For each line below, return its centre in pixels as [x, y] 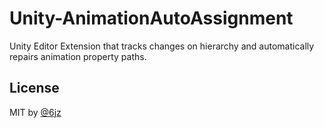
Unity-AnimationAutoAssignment [151, 18]
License [34, 88]
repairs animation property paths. [78, 56]
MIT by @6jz [35, 112]
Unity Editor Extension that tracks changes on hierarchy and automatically [162, 46]
